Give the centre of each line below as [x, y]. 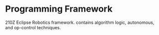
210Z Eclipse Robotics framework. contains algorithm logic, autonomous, [80, 22]
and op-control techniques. [33, 27]
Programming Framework [59, 9]
